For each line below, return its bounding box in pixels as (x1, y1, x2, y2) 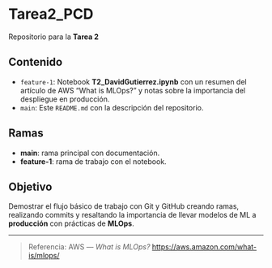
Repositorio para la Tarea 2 (8, 32, 100, 41)
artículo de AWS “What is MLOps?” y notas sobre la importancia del (19, 85, 245, 95)
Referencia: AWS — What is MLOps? (28, 242, 151, 252)
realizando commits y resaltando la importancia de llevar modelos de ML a (8, 210, 257, 220)
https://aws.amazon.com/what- (151, 242, 257, 252)
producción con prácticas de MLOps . (8, 218, 135, 228)
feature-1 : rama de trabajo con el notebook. (19, 156, 168, 166)
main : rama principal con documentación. (19, 148, 160, 158)
